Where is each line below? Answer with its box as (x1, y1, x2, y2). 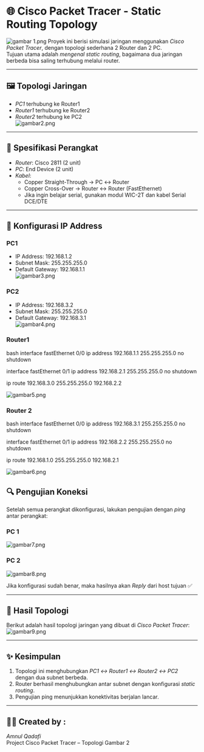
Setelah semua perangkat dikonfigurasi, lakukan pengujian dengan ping (6, 506, 186, 513)
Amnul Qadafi (6, 733, 41, 740)
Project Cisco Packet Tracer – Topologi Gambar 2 (6, 739, 130, 746)
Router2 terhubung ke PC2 (15, 113, 83, 120)
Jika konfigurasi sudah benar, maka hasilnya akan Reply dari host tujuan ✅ (6, 581, 192, 589)
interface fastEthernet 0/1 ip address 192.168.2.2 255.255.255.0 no (6, 438, 172, 445)
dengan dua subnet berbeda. (15, 674, 88, 681)
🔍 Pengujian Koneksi (6, 487, 88, 497)
